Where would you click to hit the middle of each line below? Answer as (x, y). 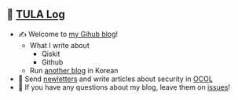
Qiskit (51, 54)
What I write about (60, 45)
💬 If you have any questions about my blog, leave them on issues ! (124, 87)
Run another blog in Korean (74, 70)
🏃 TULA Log (36, 15)
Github (52, 62)
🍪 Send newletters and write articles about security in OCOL (115, 79)
